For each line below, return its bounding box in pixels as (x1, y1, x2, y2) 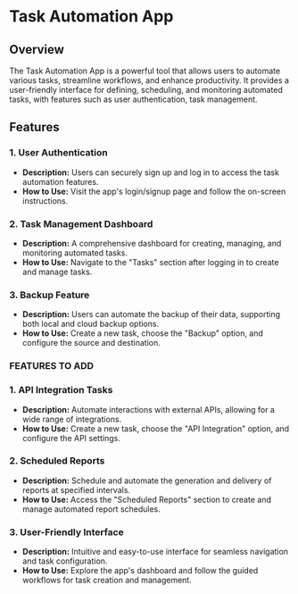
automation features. (21, 176, 99, 187)
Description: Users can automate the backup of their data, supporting (21, 309, 281, 320)
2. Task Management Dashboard (9, 217, 153, 230)
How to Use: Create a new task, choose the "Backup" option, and (21, 328, 263, 339)
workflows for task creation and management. (21, 574, 192, 586)
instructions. (21, 195, 69, 206)
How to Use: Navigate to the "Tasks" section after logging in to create (21, 256, 279, 267)
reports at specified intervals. (21, 484, 131, 495)
